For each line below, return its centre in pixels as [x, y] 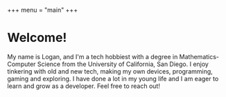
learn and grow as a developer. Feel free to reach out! [84, 86]
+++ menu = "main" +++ [43, 10]
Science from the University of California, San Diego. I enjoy [123, 64]
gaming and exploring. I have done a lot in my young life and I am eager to [113, 78]
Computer [21, 64]
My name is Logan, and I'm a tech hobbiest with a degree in [93, 56]
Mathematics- [199, 56]
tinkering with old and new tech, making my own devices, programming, [110, 71]
